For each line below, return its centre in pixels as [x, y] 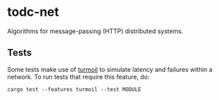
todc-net [33, 12]
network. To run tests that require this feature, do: [79, 77]
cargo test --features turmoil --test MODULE [74, 89]
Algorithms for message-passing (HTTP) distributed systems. [95, 31]
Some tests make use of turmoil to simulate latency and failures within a [110, 69]
